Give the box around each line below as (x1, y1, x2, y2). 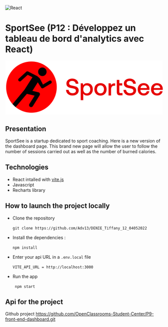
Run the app (12, 273, 38, 279)
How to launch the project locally (5, 201, 110, 210)
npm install (12, 245, 37, 250)
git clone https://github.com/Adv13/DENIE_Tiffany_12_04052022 (12, 226, 147, 231)
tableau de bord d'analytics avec (5, 33, 144, 45)
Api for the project (5, 298, 63, 306)
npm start (14, 284, 35, 289)
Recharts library (12, 187, 46, 193)
